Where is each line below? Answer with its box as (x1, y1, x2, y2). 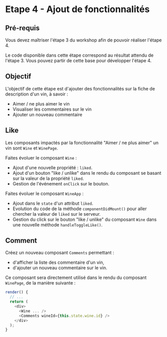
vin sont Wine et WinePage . (5, 145, 58, 151)
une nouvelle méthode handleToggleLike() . (12, 221, 103, 228)
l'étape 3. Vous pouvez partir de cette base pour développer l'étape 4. (5, 58, 152, 64)
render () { (5, 290, 28, 295)
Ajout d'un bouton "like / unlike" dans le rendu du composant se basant (12, 170, 161, 176)
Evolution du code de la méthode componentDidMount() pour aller (12, 206, 147, 212)
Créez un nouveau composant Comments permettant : (5, 250, 114, 256)
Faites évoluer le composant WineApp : (5, 190, 84, 197)
